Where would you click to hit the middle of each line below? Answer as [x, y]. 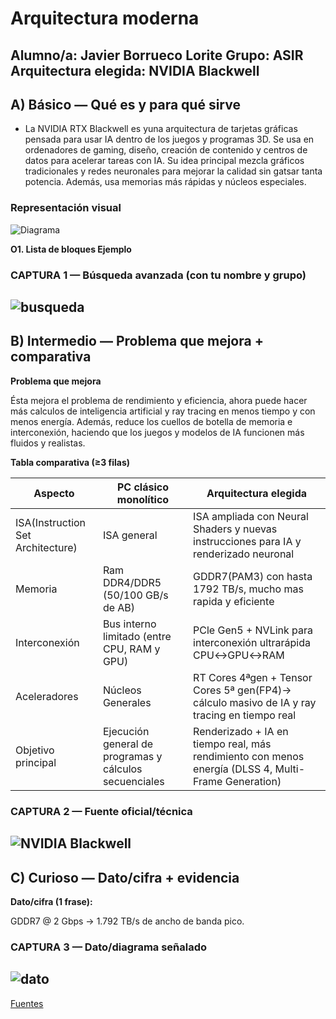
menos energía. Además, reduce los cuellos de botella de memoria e [151, 421]
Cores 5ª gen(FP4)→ [242, 690]
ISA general [130, 535]
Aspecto [54, 493]
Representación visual [66, 208]
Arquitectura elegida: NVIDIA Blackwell [135, 70]
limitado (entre [137, 636]
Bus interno [129, 624]
